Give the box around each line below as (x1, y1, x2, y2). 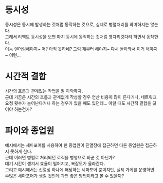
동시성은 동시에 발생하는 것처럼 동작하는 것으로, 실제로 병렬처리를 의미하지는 (5, 21, 149, 27)
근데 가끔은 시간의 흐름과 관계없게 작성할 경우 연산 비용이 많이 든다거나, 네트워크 (5, 94, 157, 100)
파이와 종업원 (5, 125, 54, 137)
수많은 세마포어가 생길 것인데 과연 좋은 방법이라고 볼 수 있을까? (5, 173, 124, 179)
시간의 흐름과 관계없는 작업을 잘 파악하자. (5, 88, 83, 94)
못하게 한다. (10, 148, 33, 154)
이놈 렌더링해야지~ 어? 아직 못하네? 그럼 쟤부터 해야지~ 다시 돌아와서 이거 (5, 46, 145, 52)
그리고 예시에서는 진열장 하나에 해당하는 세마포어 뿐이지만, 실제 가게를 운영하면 (5, 166, 155, 172)
